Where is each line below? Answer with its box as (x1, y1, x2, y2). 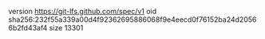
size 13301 (49, 23, 84, 32)
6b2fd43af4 (8, 23, 48, 32)
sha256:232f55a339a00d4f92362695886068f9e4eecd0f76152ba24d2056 (8, 15, 257, 24)
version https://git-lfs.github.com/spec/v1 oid (8, 7, 157, 16)
